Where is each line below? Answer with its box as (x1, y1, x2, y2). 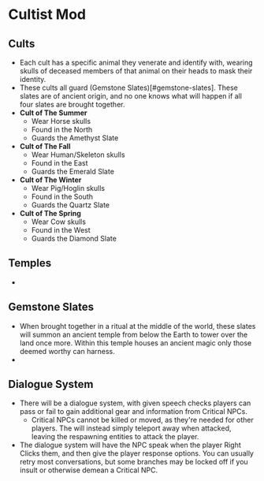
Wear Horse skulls (31, 117, 91, 125)
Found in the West (31, 226, 91, 234)
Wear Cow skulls (31, 217, 87, 226)
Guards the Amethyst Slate (31, 133, 119, 143)
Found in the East (31, 158, 88, 167)
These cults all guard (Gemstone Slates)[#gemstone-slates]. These (19, 83, 238, 92)
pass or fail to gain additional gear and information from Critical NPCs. (19, 407, 248, 416)
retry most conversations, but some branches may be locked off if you (19, 457, 248, 467)
